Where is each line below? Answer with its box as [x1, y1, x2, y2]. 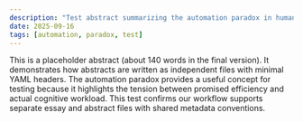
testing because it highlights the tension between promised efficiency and [9, 83, 284, 95]
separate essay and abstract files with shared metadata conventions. [9, 103, 266, 114]
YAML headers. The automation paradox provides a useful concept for [9, 74, 271, 85]
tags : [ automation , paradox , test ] [9, 30, 143, 39]
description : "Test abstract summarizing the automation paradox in [9, 13, 272, 23]
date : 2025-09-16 [9, 22, 75, 31]
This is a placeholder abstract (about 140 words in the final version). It [9, 55, 270, 66]
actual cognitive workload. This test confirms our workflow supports [9, 93, 263, 104]
